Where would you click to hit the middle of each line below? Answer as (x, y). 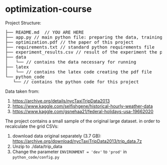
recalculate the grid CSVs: (32, 126)
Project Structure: (23, 23)
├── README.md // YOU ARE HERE (44, 32)
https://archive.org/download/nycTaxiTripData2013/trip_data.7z (77, 141)
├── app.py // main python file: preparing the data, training (84, 37)
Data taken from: (22, 91)
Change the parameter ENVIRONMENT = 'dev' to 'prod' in (70, 152)
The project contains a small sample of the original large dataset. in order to (83, 121)
